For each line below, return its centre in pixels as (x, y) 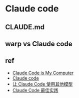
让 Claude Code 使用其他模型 (42, 84)
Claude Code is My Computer (43, 73)
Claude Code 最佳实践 (35, 90)
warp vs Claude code (39, 44)
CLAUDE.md (25, 27)
